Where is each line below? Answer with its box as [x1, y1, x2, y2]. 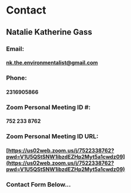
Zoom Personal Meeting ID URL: [6, 132, 99, 141]
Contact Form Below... [6, 180, 72, 188]
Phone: [6, 74, 28, 82]
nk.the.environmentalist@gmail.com [6, 59, 98, 66]
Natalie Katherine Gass [6, 27, 93, 37]
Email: [6, 45, 25, 53]
